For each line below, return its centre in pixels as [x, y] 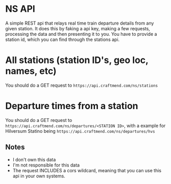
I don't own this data [34, 159]
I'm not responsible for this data [46, 165]
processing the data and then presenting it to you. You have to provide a [81, 34]
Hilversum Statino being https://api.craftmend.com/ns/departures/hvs [80, 131]
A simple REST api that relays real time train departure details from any [80, 23]
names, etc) [31, 71]
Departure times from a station [72, 106]
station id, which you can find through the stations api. [63, 39]
